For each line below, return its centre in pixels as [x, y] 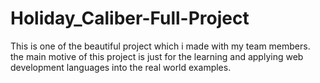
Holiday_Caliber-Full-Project [130, 18]
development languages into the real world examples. [121, 67]
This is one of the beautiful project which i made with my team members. [160, 46]
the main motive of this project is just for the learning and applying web [157, 56]
